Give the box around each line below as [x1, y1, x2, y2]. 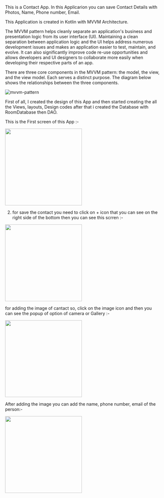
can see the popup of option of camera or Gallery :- [5, 311, 109, 316]
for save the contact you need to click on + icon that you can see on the [12, 209, 158, 215]
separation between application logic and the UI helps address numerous [5, 39, 153, 45]
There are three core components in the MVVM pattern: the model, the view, [5, 69, 160, 75]
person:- [5, 407, 23, 412]
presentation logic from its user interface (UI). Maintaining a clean [5, 34, 138, 39]
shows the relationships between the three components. [5, 80, 119, 86]
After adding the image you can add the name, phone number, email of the [5, 401, 156, 407]
